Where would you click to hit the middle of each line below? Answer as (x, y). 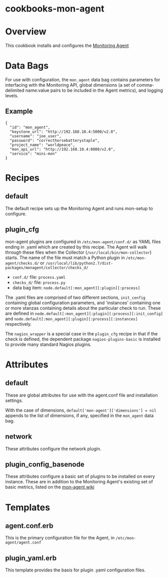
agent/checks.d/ (22, 263)
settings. (14, 400)
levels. (12, 96)
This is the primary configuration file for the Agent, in (60, 538)
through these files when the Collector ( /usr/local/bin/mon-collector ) (78, 252)
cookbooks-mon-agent (55, 9)
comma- (145, 85)
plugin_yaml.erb (31, 558)
